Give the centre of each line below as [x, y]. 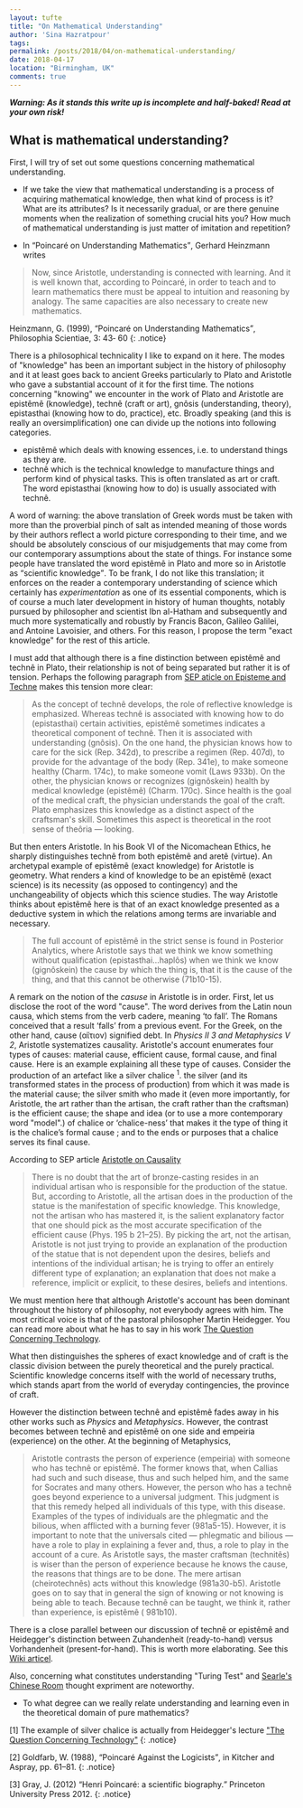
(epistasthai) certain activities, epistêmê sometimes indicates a [148, 723]
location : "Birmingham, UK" [62, 69]
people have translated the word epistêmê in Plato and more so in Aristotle [148, 563]
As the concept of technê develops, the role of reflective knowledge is [162, 704]
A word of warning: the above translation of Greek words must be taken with [151, 515]
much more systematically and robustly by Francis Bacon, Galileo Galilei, [144, 621]
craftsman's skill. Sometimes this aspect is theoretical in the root [151, 819]
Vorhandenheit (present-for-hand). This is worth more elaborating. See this [149, 1649]
